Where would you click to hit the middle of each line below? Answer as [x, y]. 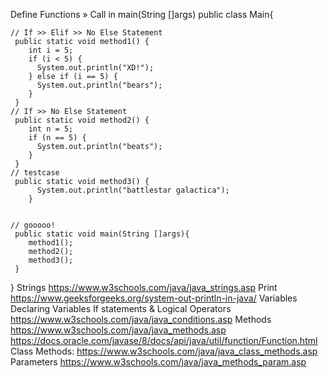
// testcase [35, 173]
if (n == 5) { [57, 138]
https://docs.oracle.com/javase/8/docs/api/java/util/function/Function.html [164, 340]
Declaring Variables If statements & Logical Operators [121, 308]
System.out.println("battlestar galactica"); [133, 190]
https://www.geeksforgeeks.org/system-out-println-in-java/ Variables [154, 298]
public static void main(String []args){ [102, 234]
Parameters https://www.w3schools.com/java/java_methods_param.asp [158, 362]
